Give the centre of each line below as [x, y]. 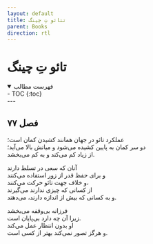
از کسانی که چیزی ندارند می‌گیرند [50, 190]
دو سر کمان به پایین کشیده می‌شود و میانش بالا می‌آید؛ [76, 147]
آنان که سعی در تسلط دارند [42, 168]
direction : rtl [29, 33]
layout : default [30, 14]
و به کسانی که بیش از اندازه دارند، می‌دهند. [62, 197]
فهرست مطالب [33, 87]
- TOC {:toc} [25, 94]
